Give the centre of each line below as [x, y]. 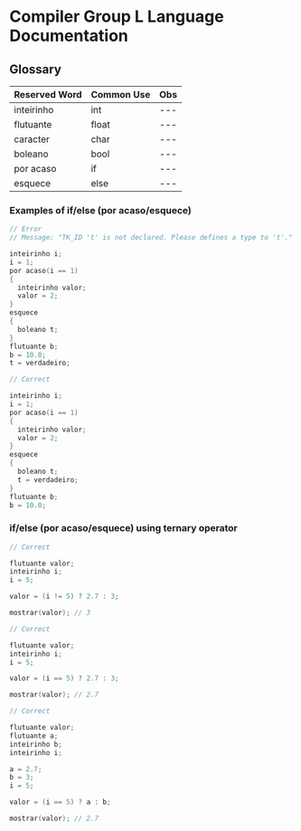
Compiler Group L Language [117, 17]
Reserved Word [48, 94]
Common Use [121, 94]
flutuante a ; [34, 736]
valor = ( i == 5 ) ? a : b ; [60, 802]
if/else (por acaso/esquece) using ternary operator [123, 528]
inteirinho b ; [36, 744]
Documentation [69, 36]
